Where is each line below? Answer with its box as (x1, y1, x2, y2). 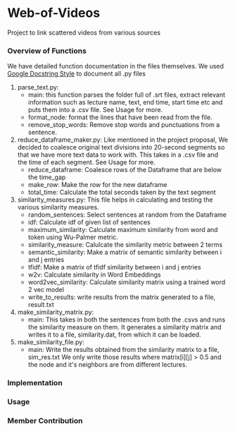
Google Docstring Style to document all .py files (7, 69, 146, 78)
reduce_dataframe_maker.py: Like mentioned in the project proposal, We (17, 135, 229, 144)
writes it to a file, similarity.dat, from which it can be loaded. (27, 330, 202, 339)
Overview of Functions (7, 46, 87, 56)
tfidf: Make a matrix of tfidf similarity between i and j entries (27, 263, 202, 272)
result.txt (27, 301, 54, 309)
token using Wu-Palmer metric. (27, 233, 118, 241)
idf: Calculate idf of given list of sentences (27, 218, 151, 226)
